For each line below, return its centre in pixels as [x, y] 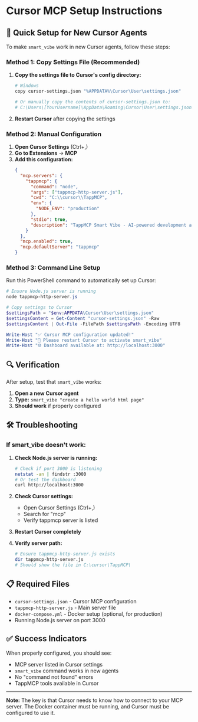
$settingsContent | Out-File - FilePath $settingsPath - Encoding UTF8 [93, 324]
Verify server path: [38, 543]
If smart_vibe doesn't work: [46, 445]
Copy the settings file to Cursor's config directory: [78, 75]
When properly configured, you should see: [59, 653]
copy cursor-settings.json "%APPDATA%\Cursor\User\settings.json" [98, 92]
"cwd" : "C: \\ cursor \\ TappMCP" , [69, 198]
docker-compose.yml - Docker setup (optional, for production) [88, 614]
